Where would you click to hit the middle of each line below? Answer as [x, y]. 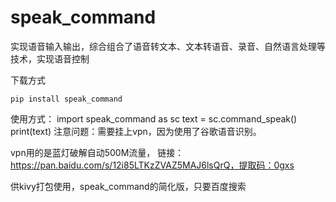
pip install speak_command [66, 99]
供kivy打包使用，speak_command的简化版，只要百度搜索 [128, 186]
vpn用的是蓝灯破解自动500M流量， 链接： [97, 152]
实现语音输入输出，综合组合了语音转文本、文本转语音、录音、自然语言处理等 [168, 46]
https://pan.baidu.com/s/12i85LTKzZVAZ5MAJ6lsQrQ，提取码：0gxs [152, 165]
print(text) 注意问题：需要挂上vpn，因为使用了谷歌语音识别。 [136, 131]
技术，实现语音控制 [50, 58]
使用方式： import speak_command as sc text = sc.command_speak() [154, 118]
